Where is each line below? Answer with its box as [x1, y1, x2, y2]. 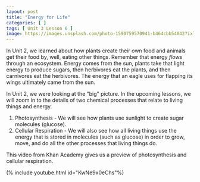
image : [6, 31, 23, 37]
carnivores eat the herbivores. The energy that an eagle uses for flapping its [6, 73, 193, 80]
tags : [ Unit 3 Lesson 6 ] [6, 25, 73, 32]
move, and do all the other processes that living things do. [14, 140, 158, 147]
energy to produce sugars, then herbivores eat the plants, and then [6, 66, 171, 73]
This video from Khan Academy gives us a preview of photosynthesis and [6, 151, 187, 158]
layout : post [6, 8, 39, 15]
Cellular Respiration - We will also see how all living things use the [14, 127, 177, 134]
